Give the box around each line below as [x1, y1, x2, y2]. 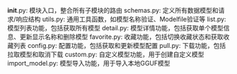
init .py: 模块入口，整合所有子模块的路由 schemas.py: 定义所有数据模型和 [7, 6, 219, 14]
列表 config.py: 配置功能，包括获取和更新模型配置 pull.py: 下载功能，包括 [13, 42, 226, 49]
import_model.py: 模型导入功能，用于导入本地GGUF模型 [7, 59, 171, 67]
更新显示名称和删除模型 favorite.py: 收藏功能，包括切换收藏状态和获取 [19, 32, 224, 41]
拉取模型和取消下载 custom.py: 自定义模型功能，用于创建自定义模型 [7, 50, 204, 58]
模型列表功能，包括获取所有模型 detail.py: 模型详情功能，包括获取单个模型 [7, 24, 224, 32]
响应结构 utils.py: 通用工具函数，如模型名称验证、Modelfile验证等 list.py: [16, 15, 226, 23]
